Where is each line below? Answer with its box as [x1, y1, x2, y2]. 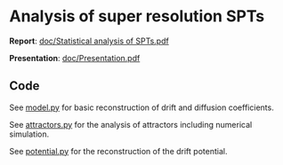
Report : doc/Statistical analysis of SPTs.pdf [9, 35, 169, 46]
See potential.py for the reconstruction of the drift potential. [9, 145, 228, 156]
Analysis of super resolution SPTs [9, 6, 265, 27]
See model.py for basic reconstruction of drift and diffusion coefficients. [9, 102, 274, 113]
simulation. [9, 129, 50, 139]
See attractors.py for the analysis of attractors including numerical [9, 119, 253, 130]
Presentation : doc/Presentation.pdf [9, 52, 141, 63]
